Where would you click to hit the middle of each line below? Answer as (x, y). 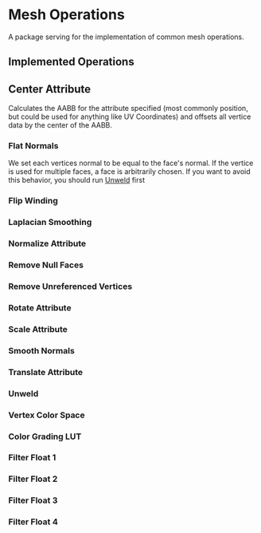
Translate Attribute (46, 372)
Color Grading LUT (45, 436)
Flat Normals (33, 146)
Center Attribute (50, 89)
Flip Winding (33, 201)
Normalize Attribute (47, 243)
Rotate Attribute (40, 307)
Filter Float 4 (33, 522)
